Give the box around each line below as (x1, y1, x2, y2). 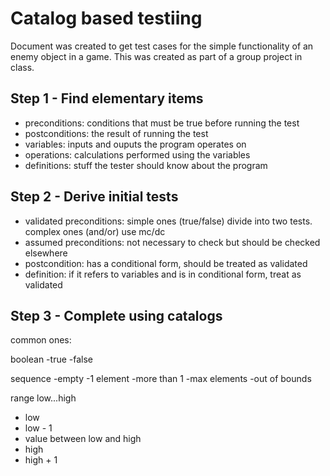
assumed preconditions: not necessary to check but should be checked (24, 236, 321, 248)
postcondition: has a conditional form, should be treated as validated (24, 257, 308, 269)
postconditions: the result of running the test (24, 127, 209, 139)
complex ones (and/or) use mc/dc (24, 225, 166, 237)
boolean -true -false (10, 353, 93, 366)
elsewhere (24, 247, 68, 259)
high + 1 (24, 454, 58, 466)
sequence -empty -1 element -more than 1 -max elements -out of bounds (10, 373, 312, 385)
